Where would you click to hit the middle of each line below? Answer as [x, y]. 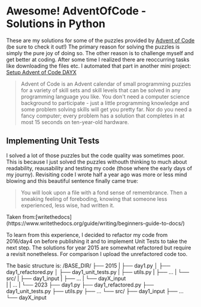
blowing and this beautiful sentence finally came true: [72, 180]
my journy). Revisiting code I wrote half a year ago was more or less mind [97, 174]
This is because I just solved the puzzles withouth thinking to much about [97, 162]
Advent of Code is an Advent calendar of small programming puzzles [106, 84]
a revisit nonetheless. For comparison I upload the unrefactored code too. [97, 254]
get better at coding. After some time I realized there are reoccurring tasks [98, 59]
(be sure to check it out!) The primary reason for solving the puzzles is [93, 47]
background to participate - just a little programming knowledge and [105, 103]
